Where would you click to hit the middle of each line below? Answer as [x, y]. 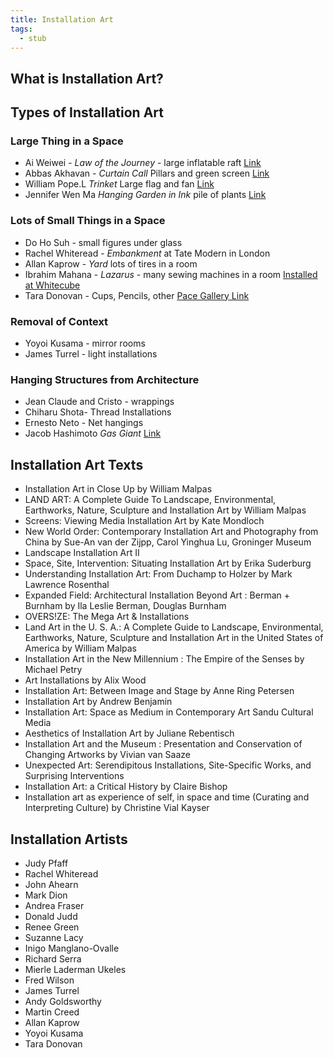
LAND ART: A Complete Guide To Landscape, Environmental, [150, 500]
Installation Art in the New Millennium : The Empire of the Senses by [164, 659]
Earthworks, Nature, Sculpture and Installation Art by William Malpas [165, 510]
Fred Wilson [49, 980]
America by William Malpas [80, 648]
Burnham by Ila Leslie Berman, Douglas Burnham [125, 606]
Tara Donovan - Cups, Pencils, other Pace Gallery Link [137, 295]
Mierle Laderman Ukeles [75, 969]
